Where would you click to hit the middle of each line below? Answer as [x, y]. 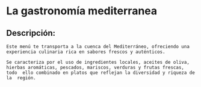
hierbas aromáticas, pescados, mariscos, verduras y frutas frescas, [95, 67]
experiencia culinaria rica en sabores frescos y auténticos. [86, 52]
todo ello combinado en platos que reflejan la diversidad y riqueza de [101, 73]
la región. [21, 78]
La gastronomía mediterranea [82, 11]
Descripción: [31, 33]
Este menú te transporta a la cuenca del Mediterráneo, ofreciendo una [98, 46]
